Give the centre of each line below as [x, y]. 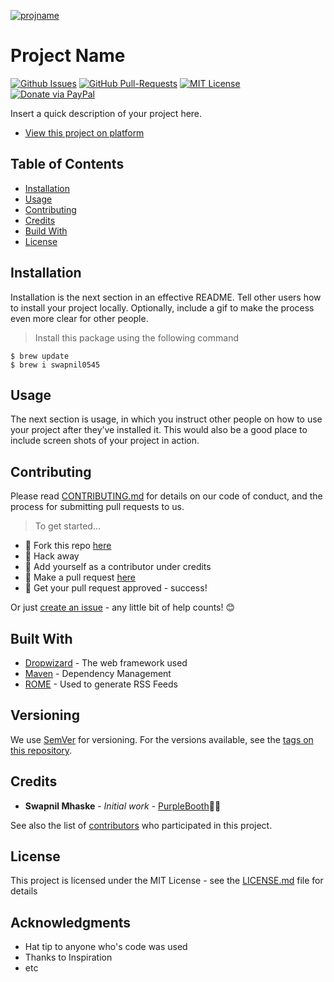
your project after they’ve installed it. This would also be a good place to [159, 430]
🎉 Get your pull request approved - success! [116, 588]
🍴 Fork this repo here [68, 546]
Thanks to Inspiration [68, 957]
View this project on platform [84, 132]
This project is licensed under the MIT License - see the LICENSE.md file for [167, 881]
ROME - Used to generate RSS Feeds [101, 684]
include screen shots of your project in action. [105, 441]
